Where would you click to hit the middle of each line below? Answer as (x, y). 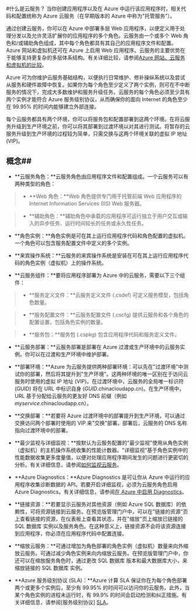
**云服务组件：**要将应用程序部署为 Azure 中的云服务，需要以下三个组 (100, 275)
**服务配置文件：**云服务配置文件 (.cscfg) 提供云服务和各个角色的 (109, 314)
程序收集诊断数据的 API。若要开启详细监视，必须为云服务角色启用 (99, 484)
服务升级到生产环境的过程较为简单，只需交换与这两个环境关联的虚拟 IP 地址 (97, 134)
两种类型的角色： (35, 184)
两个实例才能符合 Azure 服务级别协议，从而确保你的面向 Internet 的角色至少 (97, 99)
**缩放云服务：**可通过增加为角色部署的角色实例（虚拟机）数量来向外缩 (101, 545)
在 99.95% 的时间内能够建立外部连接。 (53, 107)
